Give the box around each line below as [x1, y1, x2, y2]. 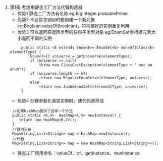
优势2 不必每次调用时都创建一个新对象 [17, 17, 96, 22]
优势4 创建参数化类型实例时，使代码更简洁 [17, 98, 104, 104]
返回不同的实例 [21, 35, 53, 41]
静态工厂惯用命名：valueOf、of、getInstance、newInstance [17, 150, 140, 156]
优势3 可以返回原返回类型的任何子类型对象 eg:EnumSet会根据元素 [17, 29, 152, 35]
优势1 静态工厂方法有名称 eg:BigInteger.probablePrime [17, 10, 128, 16]
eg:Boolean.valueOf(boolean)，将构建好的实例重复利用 [17, 23, 130, 29]
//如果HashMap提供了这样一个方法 [12, 108, 73, 113]
